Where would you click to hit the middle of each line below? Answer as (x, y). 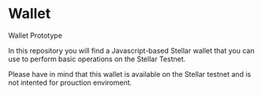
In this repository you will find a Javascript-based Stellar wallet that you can (131, 50)
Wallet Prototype (36, 35)
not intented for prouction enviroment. (70, 82)
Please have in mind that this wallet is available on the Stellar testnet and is (129, 74)
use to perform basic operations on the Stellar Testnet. (97, 59)
